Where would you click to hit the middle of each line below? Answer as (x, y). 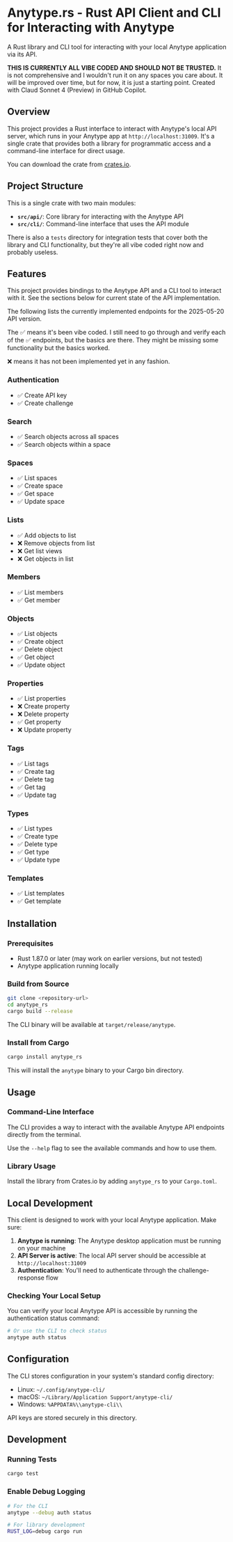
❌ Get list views (40, 550)
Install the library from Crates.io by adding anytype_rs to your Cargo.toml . (112, 1182)
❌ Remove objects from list (56, 543)
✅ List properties (41, 699)
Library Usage (32, 1166)
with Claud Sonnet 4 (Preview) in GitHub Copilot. (77, 90)
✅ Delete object (40, 649)
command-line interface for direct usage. (66, 150)
